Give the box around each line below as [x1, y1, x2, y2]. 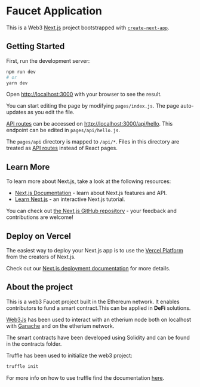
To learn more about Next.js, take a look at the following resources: [6, 178, 171, 185]
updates [6, 109, 27, 116]
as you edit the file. [27, 109, 75, 116]
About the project [6, 282, 73, 292]
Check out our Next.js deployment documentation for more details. [6, 265, 171, 272]
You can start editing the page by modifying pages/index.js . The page [6, 102, 180, 109]
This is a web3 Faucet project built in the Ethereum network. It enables [6, 298, 180, 305]
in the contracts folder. [6, 340, 62, 348]
